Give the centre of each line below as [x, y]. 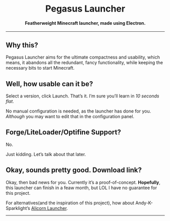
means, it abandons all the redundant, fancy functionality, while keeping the [84, 63]
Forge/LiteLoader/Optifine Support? [64, 132]
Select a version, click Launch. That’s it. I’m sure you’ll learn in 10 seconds [82, 96]
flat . [10, 101]
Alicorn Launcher [49, 208]
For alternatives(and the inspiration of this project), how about [70, 203]
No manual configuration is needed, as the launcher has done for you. [78, 111]
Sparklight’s [18, 208]
